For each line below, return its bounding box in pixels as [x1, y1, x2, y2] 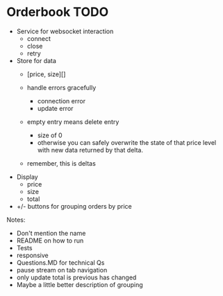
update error [37, 104, 74, 112]
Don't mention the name [16, 229, 86, 237]
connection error [37, 96, 86, 105]
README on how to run [16, 236, 84, 245]
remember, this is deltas [26, 159, 97, 167]
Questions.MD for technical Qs [16, 258, 105, 267]
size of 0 [37, 131, 63, 139]
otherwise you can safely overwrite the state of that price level [37, 138, 217, 146]
